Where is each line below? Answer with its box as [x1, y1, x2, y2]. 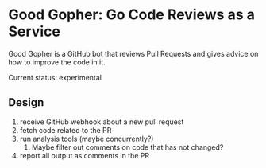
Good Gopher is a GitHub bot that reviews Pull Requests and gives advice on [8, 49, 259, 58]
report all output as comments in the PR [19, 150, 149, 160]
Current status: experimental [8, 72, 102, 82]
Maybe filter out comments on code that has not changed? [31, 142, 224, 152]
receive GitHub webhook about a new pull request [19, 117, 184, 127]
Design [8, 96, 44, 109]
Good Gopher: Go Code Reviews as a [8, 6, 256, 24]
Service [8, 22, 61, 41]
